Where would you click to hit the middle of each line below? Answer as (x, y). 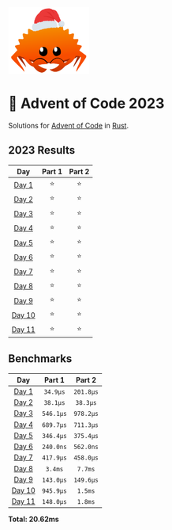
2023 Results (42, 150)
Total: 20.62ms (34, 519)
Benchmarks (40, 358)
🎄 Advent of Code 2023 (86, 103)
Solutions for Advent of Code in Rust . (68, 125)
